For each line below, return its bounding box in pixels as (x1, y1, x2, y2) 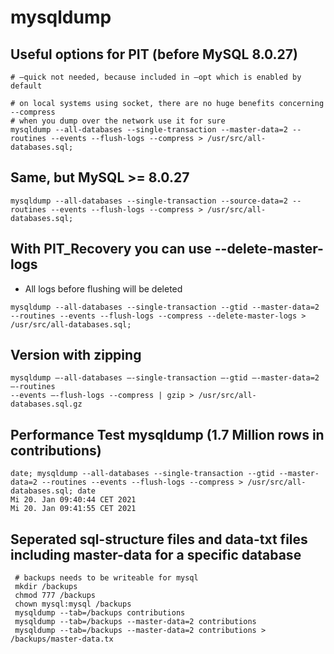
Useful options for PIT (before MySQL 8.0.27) (10, 46, 298, 63)
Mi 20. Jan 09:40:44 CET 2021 (10, 495, 137, 505)
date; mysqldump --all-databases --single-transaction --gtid (10, 469, 275, 479)
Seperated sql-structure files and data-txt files (10, 531, 308, 548)
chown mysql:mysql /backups (14, 599, 132, 610)
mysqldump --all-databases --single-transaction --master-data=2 (10, 125, 288, 135)
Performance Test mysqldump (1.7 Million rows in (10, 426, 325, 443)
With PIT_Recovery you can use (10, 241, 212, 258)
